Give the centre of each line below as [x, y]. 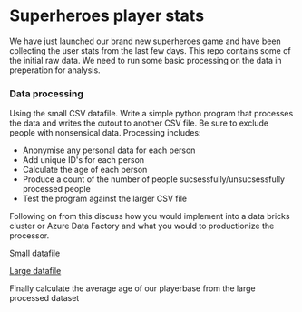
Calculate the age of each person [85, 170]
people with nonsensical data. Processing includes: [105, 133]
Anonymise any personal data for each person [109, 150]
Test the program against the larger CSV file [105, 199]
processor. [29, 236]
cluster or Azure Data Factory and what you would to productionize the [142, 226]
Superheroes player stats [107, 16]
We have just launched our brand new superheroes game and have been [145, 41]
